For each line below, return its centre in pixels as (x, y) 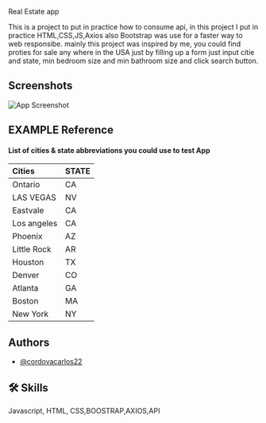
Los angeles (35, 224)
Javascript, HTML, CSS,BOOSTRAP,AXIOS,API (84, 411)
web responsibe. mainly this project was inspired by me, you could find (124, 44)
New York (31, 314)
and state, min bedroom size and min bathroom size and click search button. (133, 61)
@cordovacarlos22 (51, 362)
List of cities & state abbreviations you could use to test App (109, 150)
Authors (29, 342)
